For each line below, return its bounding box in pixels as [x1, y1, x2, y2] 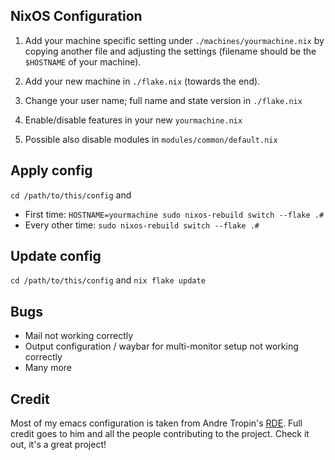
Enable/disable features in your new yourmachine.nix [24, 114, 243, 126]
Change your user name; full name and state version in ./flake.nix [24, 94, 303, 106]
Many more [24, 362, 73, 374]
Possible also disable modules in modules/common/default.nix [24, 133, 278, 145]
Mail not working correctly [24, 330, 134, 342]
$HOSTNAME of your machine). [24, 55, 142, 68]
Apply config [10, 162, 93, 179]
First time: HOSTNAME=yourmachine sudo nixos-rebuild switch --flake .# [24, 208, 325, 220]
